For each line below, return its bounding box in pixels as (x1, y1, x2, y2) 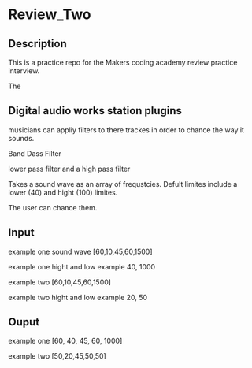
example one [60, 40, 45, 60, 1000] (8, 336, 123, 346)
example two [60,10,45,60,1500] (8, 277, 112, 287)
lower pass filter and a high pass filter (8, 164, 131, 173)
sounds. (8, 133, 35, 143)
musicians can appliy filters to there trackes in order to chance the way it (8, 125, 244, 135)
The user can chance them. (8, 203, 98, 212)
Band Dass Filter (8, 148, 61, 158)
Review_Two (8, 6, 91, 24)
